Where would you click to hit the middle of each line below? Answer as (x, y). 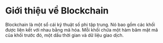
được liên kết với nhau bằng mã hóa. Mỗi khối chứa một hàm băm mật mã (82, 29)
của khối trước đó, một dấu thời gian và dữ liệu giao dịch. (65, 35)
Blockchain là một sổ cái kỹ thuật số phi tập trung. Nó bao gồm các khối (80, 24)
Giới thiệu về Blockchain (57, 11)
